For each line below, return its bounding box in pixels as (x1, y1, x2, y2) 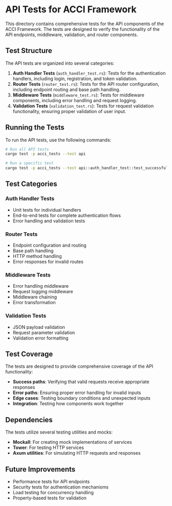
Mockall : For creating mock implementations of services (12, 439, 132, 445)
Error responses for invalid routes (12, 258, 83, 265)
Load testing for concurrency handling (12, 490, 94, 496)
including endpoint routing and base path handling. (12, 86, 121, 92)
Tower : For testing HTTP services (12, 444, 84, 451)
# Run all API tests (5, 146, 50, 152)
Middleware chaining (12, 294, 57, 300)
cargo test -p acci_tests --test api (5, 152, 86, 157)
